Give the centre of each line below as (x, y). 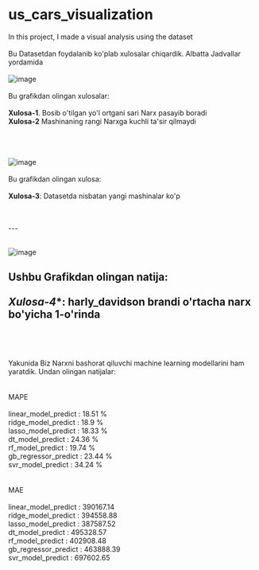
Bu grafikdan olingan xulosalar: (59, 96)
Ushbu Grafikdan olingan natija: (88, 277)
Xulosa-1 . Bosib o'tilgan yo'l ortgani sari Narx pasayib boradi (108, 112)
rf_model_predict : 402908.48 (58, 541)
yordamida (26, 62)
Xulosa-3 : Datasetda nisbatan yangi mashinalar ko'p (95, 196)
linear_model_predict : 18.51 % (58, 414)
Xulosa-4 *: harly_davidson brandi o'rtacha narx (130, 302)
